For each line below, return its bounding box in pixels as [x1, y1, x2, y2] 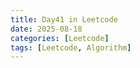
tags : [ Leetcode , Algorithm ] [10, 42, 132, 53]
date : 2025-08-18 [10, 24, 83, 34]
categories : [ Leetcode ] [10, 33, 110, 43]
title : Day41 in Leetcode [10, 14, 118, 25]
